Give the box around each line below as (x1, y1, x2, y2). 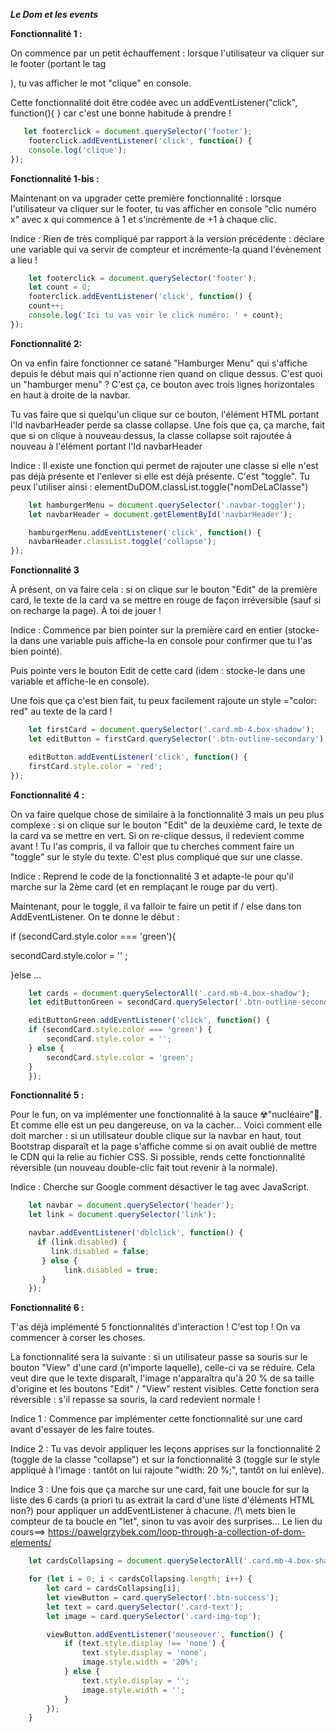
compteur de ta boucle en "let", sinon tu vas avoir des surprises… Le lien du (10, 1515, 323, 1528)
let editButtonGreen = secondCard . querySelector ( (28, 997, 240, 1008)
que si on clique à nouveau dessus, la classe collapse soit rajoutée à (10, 429, 292, 441)
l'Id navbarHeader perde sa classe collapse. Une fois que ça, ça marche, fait (10, 419, 326, 431)
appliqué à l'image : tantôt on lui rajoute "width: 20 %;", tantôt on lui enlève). (10, 1464, 325, 1476)
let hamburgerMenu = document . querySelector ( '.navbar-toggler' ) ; (28, 500, 307, 510)
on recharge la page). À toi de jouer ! (10, 605, 162, 617)
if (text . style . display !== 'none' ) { (63, 1639, 226, 1649)
